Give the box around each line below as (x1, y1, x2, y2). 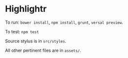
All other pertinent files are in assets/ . (5, 47, 82, 53)
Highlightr (5, 3, 47, 14)
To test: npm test (5, 29, 39, 34)
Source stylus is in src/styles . (5, 38, 66, 44)
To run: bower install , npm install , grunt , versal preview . (5, 19, 123, 25)
